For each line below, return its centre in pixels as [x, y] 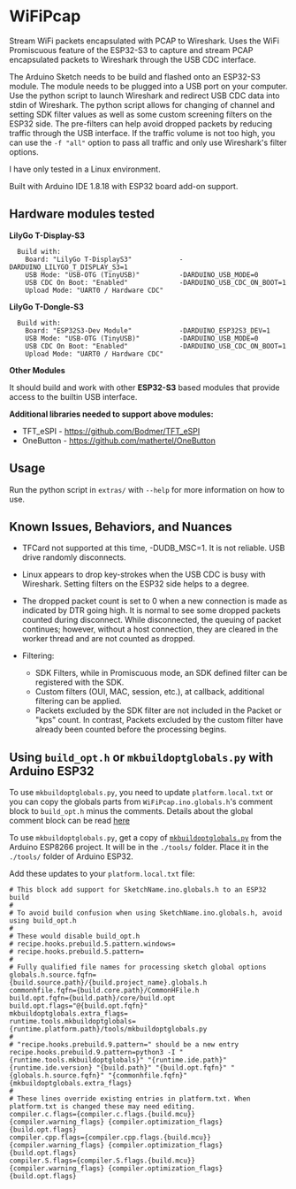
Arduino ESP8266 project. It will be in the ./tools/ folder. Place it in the [139, 848]
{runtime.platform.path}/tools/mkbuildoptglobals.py [108, 1029]
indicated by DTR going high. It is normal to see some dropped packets [151, 610]
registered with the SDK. [80, 682]
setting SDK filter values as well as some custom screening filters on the [140, 114]
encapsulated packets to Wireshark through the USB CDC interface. [133, 59]
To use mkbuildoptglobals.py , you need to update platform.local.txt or [141, 793]
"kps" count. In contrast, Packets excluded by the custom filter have [159, 720]
